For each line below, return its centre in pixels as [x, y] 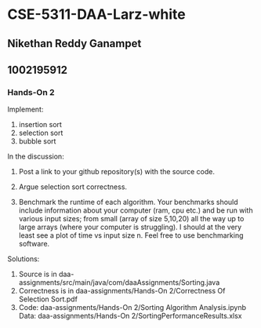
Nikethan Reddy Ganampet [74, 44]
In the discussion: [36, 157]
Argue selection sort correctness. [72, 187]
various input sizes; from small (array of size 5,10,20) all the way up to [131, 219]
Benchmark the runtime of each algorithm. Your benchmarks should [128, 202]
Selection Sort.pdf [48, 299]
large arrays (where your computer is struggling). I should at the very [130, 227]
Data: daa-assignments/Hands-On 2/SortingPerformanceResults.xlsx [130, 316]
